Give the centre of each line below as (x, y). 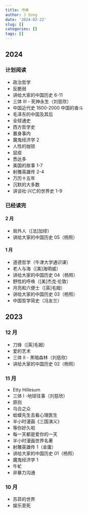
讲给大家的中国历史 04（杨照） (45, 275)
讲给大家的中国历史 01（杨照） (45, 453)
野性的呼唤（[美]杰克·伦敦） (42, 281)
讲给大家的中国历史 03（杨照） (45, 294)
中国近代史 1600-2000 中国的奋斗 (48, 107)
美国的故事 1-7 (28, 165)
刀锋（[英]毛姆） (30, 344)
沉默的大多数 (26, 184)
